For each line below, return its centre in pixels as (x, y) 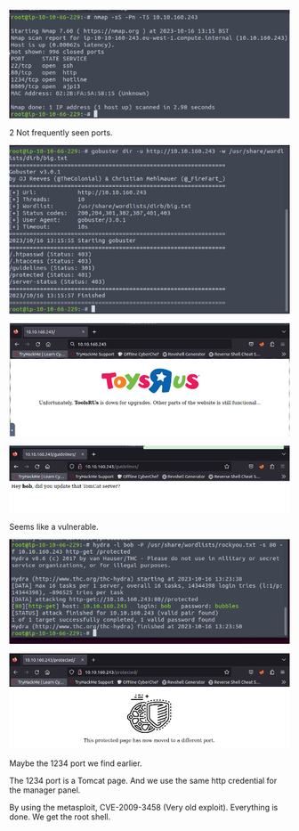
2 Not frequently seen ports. (61, 132)
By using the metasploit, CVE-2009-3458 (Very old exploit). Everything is (144, 808)
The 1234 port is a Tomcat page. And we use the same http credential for (143, 781)
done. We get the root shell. (60, 817)
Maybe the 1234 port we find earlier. (76, 763)
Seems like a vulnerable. (54, 527)
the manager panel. (45, 790)
